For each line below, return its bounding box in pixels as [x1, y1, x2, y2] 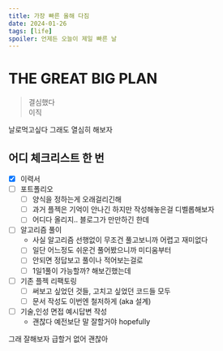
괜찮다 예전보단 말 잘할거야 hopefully [32, 316, 151, 326]
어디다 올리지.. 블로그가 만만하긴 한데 [32, 214, 150, 224]
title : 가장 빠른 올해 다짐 [8, 11, 90, 20]
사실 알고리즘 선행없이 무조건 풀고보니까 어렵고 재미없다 [32, 235, 208, 245]
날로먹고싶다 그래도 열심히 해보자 [8, 125, 114, 135]
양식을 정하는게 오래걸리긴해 [32, 194, 122, 204]
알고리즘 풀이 [19, 225, 62, 235]
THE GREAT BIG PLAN [8, 70, 158, 88]
